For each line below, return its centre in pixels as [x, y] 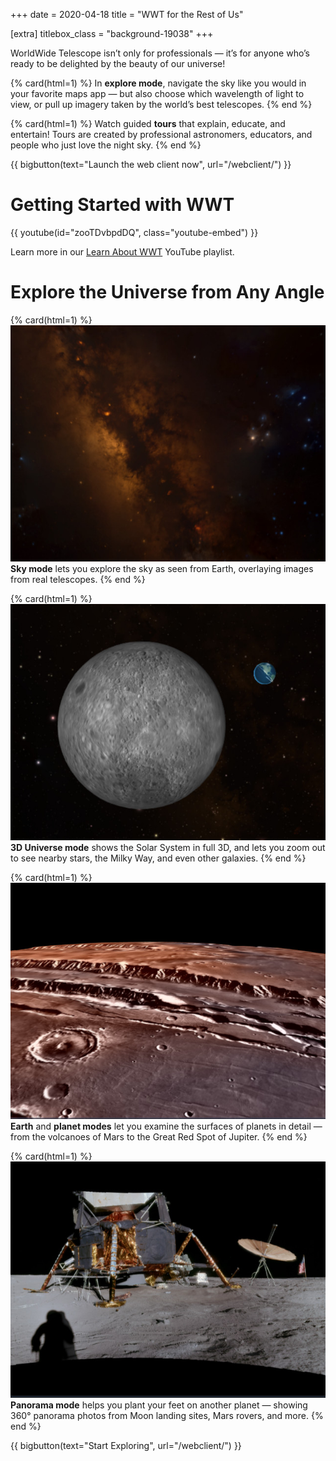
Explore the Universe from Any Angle [167, 292]
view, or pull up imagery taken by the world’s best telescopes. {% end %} [161, 104]
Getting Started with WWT [122, 205]
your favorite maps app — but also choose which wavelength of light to [157, 93]
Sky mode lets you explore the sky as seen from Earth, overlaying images [162, 568]
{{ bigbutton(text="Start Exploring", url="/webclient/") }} [126, 1445]
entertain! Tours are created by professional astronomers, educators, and [161, 134]
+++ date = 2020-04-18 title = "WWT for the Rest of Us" [127, 14]
